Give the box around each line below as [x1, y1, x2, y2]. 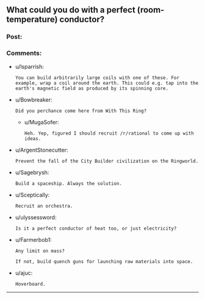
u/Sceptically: [15, 191, 50, 199]
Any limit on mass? [15, 248, 65, 254]
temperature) [6, 15, 58, 25]
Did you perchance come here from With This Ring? [15, 108, 147, 114]
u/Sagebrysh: [15, 169, 49, 176]
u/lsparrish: [15, 63, 44, 70]
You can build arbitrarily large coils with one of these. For [15, 74, 180, 81]
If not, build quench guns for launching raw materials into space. [15, 258, 193, 264]
